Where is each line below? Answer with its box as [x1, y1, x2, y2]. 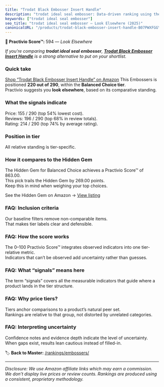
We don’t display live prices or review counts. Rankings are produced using [5, 371, 157, 377]
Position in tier [5, 133, 40, 140]
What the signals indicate [5, 99, 67, 106]
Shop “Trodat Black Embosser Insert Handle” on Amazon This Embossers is [5, 77, 157, 83]
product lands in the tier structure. [5, 283, 74, 289]
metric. [21, 249, 35, 255]
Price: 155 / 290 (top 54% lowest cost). [5, 110, 84, 116]
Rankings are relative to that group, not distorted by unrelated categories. [5, 311, 153, 318]
